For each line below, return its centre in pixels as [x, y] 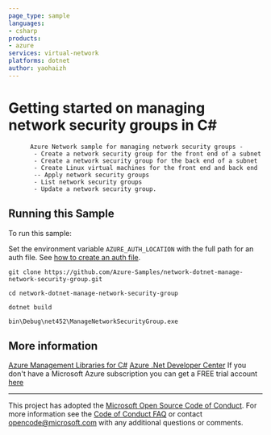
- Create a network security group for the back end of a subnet [146, 161]
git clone [25, 272]
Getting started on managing [107, 108]
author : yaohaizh [38, 68]
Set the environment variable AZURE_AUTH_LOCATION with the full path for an [131, 249]
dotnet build [30, 307]
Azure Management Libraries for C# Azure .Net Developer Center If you [127, 365]
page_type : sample [39, 16]
